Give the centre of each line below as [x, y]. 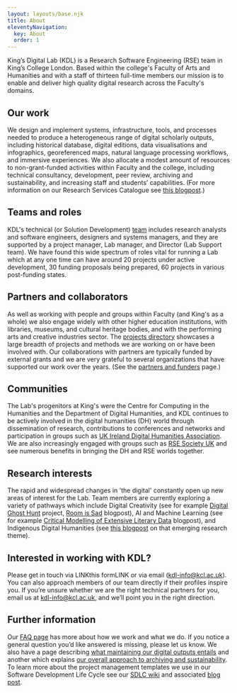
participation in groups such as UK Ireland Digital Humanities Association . [115, 436]
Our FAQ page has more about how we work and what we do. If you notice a [118, 637]
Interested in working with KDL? [79, 558]
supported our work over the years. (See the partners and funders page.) [114, 366]
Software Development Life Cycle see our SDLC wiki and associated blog [114, 675]
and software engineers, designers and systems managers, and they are [113, 237]
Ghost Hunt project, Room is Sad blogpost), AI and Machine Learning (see [115, 513]
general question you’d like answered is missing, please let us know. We [112, 644]
